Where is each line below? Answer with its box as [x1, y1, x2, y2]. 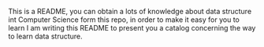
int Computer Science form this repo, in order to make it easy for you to [8, 15, 240, 24]
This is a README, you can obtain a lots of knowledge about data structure [8, 7, 252, 16]
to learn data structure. [8, 31, 83, 41]
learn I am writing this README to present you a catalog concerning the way [8, 23, 256, 32]
